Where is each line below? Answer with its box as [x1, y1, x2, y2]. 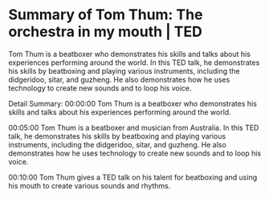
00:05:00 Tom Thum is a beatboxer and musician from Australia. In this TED [8, 123, 259, 132]
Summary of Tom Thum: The [8, 6, 203, 24]
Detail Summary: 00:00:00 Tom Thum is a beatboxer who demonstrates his [8, 99, 257, 108]
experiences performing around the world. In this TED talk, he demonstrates [8, 58, 260, 67]
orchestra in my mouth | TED [8, 22, 203, 41]
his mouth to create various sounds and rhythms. [8, 180, 171, 190]
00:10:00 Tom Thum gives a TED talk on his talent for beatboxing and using [8, 172, 258, 182]
